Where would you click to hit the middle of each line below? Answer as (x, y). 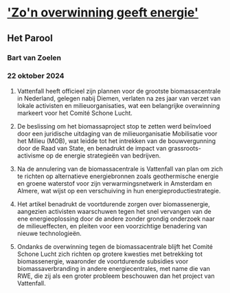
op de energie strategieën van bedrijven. (103, 155)
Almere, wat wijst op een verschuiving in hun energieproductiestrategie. (119, 191)
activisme (31, 155)
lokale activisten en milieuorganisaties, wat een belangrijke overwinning (118, 105)
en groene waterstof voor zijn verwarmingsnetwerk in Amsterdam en (114, 183)
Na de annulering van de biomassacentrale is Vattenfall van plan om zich (120, 169)
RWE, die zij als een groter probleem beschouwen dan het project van (116, 276)
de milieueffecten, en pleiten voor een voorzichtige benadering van (112, 226)
